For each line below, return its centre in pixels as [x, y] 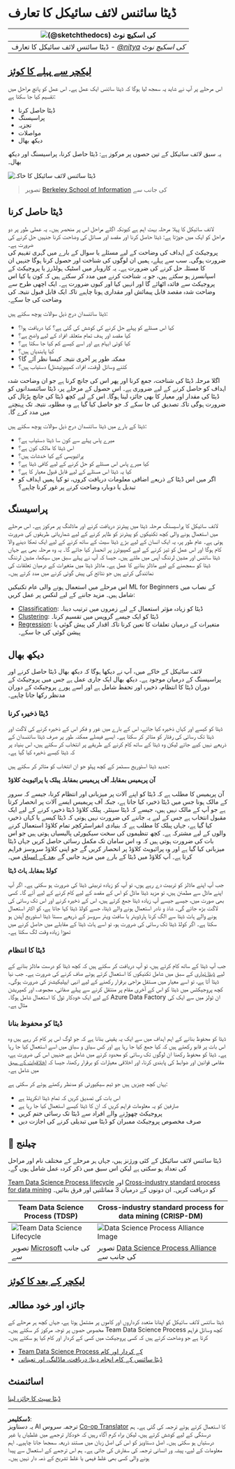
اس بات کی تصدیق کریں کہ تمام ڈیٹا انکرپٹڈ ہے [69, 1098]
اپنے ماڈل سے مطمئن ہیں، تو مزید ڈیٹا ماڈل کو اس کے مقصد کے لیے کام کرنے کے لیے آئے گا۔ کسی [115, 892]
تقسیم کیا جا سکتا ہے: [32, 96]
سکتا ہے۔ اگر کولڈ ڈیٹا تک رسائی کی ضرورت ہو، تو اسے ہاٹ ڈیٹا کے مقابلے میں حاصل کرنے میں [112, 924]
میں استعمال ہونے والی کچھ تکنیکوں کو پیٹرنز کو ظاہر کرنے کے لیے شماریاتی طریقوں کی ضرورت [113, 534]
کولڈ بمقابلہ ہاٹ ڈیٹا [33, 871]
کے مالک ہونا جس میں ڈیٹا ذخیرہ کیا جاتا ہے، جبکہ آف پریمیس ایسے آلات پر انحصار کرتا [118, 802]
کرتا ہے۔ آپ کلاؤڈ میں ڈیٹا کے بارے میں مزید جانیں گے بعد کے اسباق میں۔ [100, 857]
